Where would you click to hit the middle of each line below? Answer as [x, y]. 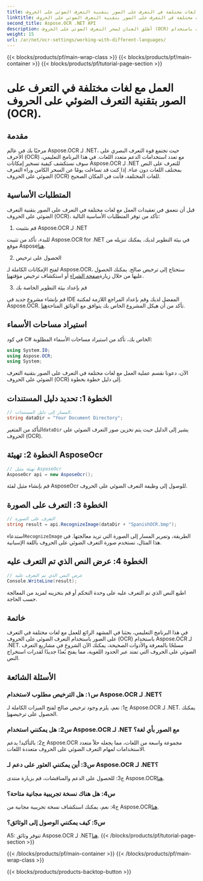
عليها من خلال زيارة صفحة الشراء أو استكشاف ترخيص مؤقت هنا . [75, 276]
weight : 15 [20, 34]
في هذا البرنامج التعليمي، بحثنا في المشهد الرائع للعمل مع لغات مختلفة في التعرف [98, 633]
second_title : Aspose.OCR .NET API [52, 23]
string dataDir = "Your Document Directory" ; [65, 418]
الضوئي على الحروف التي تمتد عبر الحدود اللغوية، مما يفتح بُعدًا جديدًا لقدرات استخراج [101, 652]
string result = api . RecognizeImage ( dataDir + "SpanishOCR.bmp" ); [92, 524]
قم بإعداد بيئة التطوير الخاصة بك [51, 287]
